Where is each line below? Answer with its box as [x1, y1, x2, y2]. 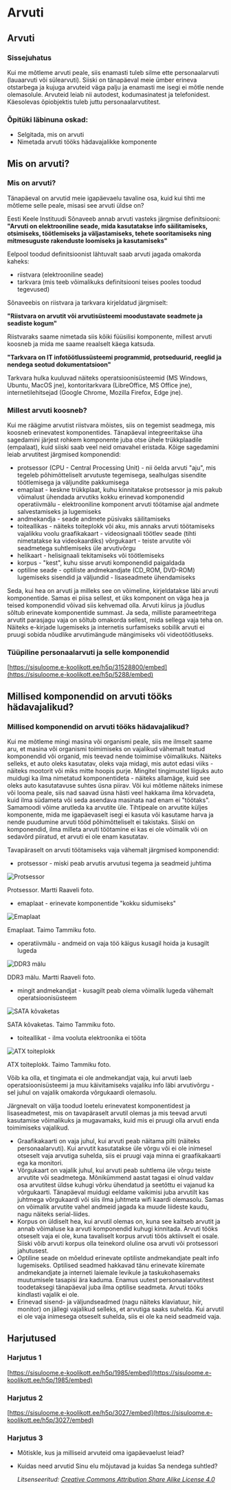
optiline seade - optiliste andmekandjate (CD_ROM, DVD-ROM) [16, 566, 195, 574]
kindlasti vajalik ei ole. [16, 1291, 80, 1299]
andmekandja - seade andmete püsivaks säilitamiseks [16, 515, 170, 523]
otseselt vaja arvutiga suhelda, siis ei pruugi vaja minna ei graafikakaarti [16, 1152, 221, 1160]
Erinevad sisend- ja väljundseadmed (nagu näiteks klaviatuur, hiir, [16, 1298, 203, 1306]
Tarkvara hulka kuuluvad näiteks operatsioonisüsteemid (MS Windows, [7, 374, 208, 382]
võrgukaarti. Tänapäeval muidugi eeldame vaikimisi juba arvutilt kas [16, 1188, 209, 1196]
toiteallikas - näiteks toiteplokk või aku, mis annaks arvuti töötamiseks [16, 522, 215, 530]
